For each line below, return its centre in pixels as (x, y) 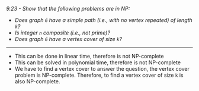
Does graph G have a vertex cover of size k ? (68, 39)
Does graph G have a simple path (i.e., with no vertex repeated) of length (103, 20)
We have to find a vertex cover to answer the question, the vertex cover (102, 69)
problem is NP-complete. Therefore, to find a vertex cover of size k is (99, 75)
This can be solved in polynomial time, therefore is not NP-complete (98, 62)
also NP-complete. (37, 81)
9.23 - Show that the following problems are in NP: (68, 9)
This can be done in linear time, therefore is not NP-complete (89, 56)
